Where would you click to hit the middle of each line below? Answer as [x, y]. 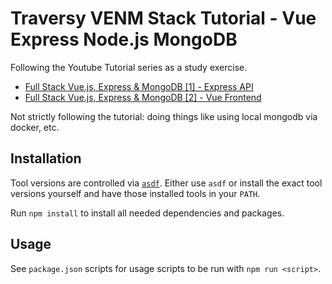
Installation [46, 158]
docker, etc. [35, 127]
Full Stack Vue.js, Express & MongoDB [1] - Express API [139, 86]
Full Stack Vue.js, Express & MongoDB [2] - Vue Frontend [143, 97]
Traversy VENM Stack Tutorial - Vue [163, 18]
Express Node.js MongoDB [124, 39]
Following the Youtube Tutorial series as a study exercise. [129, 67]
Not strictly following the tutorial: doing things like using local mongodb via [164, 116]
